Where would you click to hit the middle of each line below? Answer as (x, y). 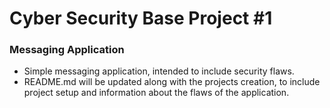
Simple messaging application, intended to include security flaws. (159, 71)
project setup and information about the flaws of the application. (156, 93)
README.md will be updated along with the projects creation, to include (172, 82)
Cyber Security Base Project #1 (141, 18)
